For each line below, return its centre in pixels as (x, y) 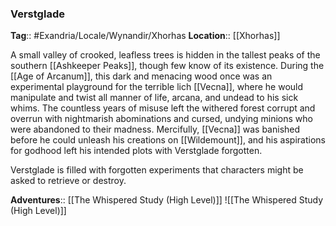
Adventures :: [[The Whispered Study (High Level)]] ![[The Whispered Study (167, 200)
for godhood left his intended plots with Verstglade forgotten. (136, 151)
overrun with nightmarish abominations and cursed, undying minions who (161, 119)
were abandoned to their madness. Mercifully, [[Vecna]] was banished (155, 129)
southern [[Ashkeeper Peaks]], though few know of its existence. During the (167, 66)
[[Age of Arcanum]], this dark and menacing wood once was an (141, 76)
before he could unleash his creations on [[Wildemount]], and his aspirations (168, 140)
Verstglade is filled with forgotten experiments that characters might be (157, 170)
